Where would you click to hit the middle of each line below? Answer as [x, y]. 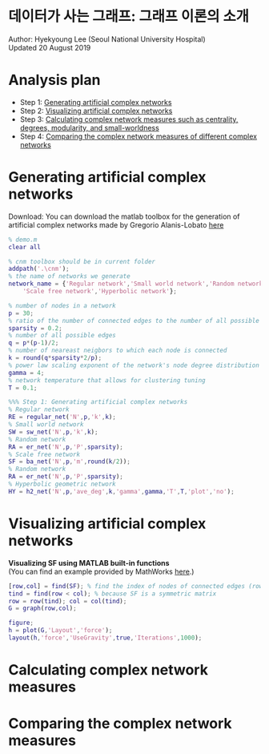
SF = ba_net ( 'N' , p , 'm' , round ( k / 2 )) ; [69, 462]
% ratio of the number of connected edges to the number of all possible [134, 321]
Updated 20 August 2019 [50, 47]
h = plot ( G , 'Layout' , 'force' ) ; [60, 631]
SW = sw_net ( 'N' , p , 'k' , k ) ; [53, 432]
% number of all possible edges [62, 336]
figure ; [21, 623]
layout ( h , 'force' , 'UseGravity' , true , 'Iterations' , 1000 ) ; [105, 638]
